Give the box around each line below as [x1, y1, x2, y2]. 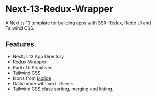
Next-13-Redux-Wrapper [5, 3, 114, 15]
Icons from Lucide [12, 75, 51, 81]
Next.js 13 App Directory [12, 53, 64, 59]
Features [5, 40, 34, 49]
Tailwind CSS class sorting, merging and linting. [12, 86, 114, 92]
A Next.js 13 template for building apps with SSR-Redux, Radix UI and [5, 20, 151, 26]
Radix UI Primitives [12, 64, 53, 70]
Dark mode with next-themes [12, 80, 73, 86]
